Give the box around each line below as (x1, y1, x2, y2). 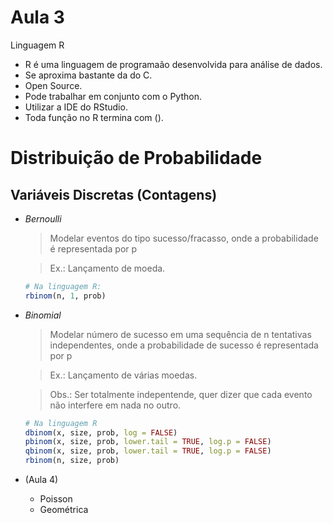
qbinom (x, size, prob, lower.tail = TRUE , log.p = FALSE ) (24, 446, 272, 456)
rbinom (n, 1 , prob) (24, 291, 107, 301)
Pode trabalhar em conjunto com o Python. (24, 90, 202, 102)
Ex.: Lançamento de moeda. (49, 262, 166, 274)
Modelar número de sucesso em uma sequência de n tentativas (49, 328, 312, 340)
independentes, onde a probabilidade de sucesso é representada (49, 339, 319, 351)
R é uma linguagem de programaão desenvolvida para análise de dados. (24, 58, 323, 70)
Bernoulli (24, 212, 62, 225)
